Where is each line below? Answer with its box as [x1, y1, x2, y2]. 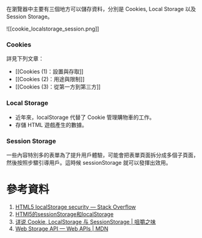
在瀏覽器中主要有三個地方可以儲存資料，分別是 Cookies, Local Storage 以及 [6, 5, 197, 12]
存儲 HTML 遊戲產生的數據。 [15, 121, 87, 128]
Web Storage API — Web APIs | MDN [15, 225, 109, 232]
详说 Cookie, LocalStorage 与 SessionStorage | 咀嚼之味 [15, 218, 156, 225]
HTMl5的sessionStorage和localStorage [15, 210, 114, 218]
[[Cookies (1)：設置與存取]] [15, 68, 84, 75]
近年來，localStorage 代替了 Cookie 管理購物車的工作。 [15, 114, 155, 121]
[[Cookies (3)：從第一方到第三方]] [15, 83, 101, 90]
